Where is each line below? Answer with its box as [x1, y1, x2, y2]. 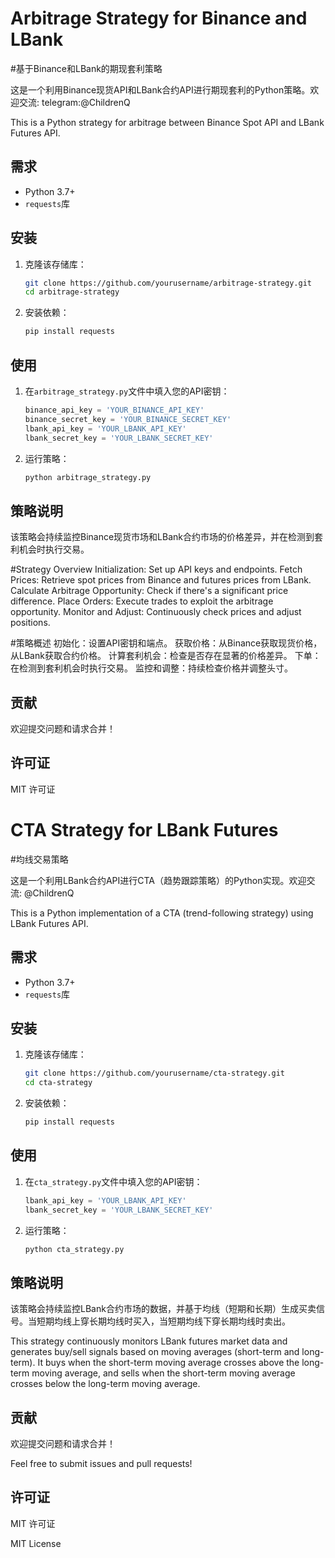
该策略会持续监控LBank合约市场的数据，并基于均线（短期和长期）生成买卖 [10, 1303, 317, 1315]
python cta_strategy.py [24, 1244, 125, 1254]
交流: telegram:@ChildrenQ [18, 96, 131, 108]
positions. [10, 617, 51, 629]
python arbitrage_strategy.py [24, 472, 152, 482]
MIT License [10, 1537, 62, 1549]
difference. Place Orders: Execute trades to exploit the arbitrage [10, 595, 274, 607]
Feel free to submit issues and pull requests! [10, 1458, 193, 1470]
